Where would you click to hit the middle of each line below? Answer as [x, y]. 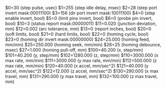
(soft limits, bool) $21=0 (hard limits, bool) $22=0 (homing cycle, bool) [77, 34]
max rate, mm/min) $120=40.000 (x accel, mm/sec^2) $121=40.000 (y [77, 66]
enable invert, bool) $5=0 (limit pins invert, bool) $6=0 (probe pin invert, [79, 18]
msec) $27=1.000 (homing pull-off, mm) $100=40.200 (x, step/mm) [74, 50]
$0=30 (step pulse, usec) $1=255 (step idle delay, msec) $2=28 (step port [81, 8]
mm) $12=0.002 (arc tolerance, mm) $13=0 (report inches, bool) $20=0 [78, 29]
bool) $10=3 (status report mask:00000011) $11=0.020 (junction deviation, [81, 23]
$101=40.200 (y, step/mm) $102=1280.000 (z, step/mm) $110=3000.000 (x [82, 55]
